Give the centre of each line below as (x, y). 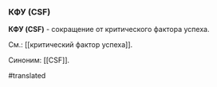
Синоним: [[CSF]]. (39, 60)
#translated (27, 76)
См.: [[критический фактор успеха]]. (71, 45)
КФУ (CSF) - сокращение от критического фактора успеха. (109, 30)
